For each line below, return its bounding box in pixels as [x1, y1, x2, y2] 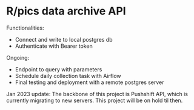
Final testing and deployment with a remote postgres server [15, 79, 165, 86]
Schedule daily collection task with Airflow [15, 72, 121, 79]
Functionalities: [6, 24, 44, 31]
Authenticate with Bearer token [15, 42, 93, 50]
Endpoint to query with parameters [15, 65, 102, 73]
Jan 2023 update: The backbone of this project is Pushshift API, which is [6, 90, 188, 97]
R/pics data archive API [6, 4, 126, 18]
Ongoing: [6, 54, 30, 61]
